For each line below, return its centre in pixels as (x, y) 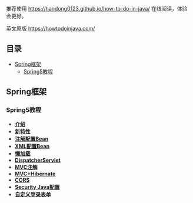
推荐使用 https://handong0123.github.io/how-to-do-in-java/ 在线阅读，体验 (97, 9)
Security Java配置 (37, 187)
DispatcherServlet (37, 160)
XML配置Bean (32, 146)
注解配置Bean (31, 139)
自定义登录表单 (33, 194)
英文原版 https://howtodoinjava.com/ (51, 29)
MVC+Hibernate (35, 174)
